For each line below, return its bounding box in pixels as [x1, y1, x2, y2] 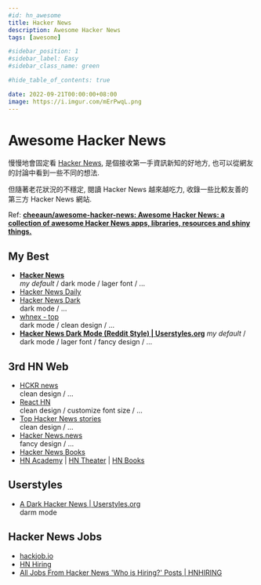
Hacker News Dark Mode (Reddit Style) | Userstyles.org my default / [19, 329, 246, 338]
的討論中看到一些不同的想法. [8, 168, 100, 177]
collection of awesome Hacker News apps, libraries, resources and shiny [8, 219, 251, 228]
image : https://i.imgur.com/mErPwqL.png [8, 97, 143, 106]
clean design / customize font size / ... [19, 405, 143, 416]
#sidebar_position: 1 [8, 48, 79, 56]
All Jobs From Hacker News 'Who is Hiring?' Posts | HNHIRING [19, 568, 223, 577]
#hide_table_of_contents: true [8, 76, 111, 84]
